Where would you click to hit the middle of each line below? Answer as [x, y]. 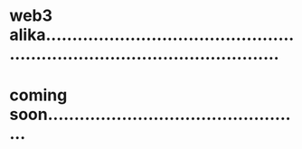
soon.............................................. [150, 115]
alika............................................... [152, 35]
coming [38, 95]
